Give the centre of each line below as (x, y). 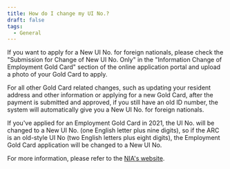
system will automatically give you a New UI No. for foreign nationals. (106, 110)
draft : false (26, 20)
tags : (15, 26)
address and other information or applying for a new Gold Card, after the (110, 95)
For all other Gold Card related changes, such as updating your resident (109, 88)
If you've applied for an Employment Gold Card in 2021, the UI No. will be (111, 123)
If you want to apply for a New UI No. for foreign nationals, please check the (115, 52)
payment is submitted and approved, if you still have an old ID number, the (113, 102)
